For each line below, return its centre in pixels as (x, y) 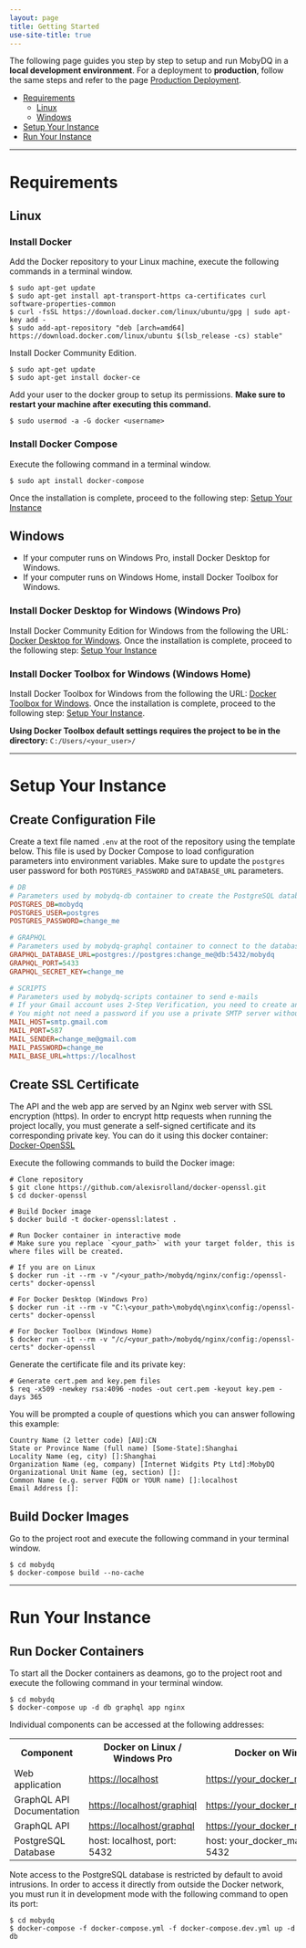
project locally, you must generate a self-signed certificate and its (133, 1126)
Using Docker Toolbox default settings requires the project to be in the (145, 731)
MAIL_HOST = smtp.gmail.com (58, 1022)
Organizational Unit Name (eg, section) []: (95, 1473)
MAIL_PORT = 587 (36, 1031)
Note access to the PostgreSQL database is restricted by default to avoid (146, 1875)
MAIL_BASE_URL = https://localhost (73, 1056)
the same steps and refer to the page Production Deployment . (125, 80)
